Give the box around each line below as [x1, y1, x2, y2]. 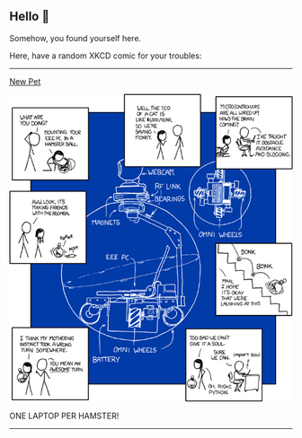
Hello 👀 [9, 9, 50, 24]
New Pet [9, 75, 41, 86]
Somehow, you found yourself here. [9, 32, 142, 43]
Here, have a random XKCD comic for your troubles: [9, 50, 202, 61]
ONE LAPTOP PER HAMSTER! [9, 410, 120, 422]
